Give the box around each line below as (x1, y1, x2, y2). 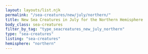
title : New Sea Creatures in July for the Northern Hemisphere (5, 17, 143, 22)
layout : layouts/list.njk (5, 7, 60, 13)
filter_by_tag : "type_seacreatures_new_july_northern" (5, 27, 125, 32)
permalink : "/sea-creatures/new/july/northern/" (5, 12, 111, 17)
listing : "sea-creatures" (5, 37, 60, 42)
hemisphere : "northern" (5, 41, 56, 46)
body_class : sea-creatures (5, 22, 63, 27)
